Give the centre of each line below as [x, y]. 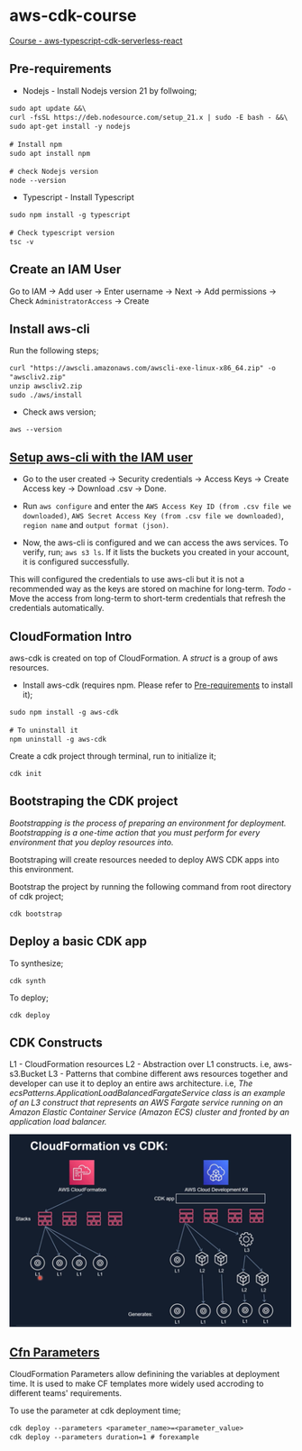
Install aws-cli [50, 329]
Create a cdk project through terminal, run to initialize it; [113, 756]
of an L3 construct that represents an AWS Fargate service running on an [146, 1103]
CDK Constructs [56, 1043]
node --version [38, 180]
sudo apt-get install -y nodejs [70, 126]
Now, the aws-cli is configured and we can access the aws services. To [155, 543]
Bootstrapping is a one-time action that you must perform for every [135, 832]
